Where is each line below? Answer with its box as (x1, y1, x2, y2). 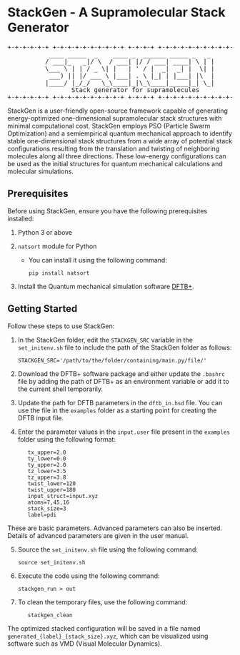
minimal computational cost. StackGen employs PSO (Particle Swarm (7, 121, 211, 130)
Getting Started (7, 303, 78, 315)
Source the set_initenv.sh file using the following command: (17, 545, 198, 554)
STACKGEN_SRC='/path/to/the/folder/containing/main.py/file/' (17, 357, 207, 364)
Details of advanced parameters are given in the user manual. (7, 531, 189, 539)
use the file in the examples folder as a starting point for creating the (17, 406, 217, 415)
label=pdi (27, 511, 57, 518)
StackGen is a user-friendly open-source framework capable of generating (7, 106, 229, 115)
